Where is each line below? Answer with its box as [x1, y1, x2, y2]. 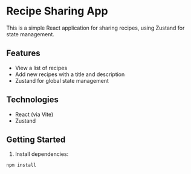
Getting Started [6, 134, 66, 144]
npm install [6, 162, 36, 169]
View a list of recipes [15, 64, 68, 71]
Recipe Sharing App [6, 4, 108, 18]
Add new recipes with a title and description [15, 71, 125, 78]
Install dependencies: [15, 150, 69, 158]
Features [6, 48, 40, 59]
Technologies [6, 95, 59, 105]
